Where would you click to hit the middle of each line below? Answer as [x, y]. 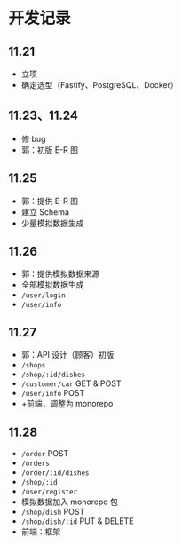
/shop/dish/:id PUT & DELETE [77, 521]
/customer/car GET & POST [71, 383]
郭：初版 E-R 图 [50, 150]
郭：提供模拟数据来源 [60, 274]
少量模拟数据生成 [52, 223]
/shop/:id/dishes [53, 375]
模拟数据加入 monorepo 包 [70, 502]
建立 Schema [45, 212]
